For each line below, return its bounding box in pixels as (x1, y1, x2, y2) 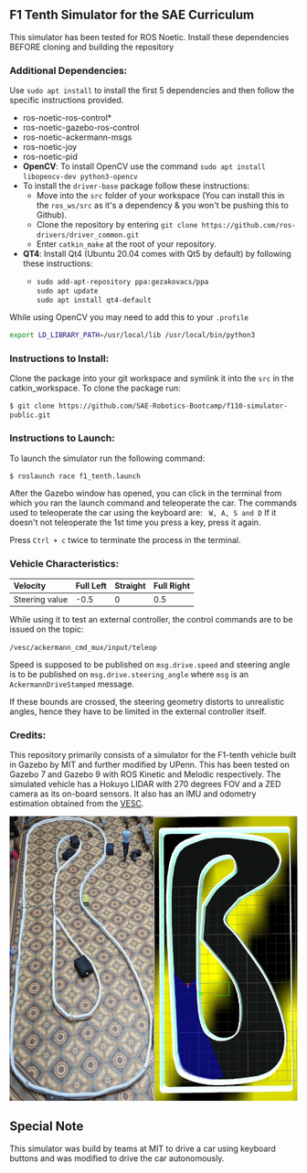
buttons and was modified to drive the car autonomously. (9, 1152, 225, 1164)
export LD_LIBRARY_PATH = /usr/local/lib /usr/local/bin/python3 (9, 331, 256, 340)
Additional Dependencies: (9, 64, 128, 77)
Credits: (9, 729, 47, 741)
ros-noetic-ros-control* (22, 112, 112, 123)
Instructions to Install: (9, 352, 110, 365)
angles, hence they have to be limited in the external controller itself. (9, 706, 267, 717)
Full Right (153, 581, 190, 592)
